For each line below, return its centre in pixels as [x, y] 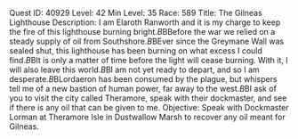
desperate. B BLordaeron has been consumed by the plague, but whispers [143, 79]
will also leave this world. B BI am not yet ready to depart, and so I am [134, 69]
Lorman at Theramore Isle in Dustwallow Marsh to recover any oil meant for [148, 117]
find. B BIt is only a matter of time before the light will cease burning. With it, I [149, 60]
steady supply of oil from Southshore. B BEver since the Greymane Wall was [147, 41]
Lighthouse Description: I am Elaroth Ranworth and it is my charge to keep [145, 22]
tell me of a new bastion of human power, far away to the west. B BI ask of [143, 89]
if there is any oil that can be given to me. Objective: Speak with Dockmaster [149, 107]
